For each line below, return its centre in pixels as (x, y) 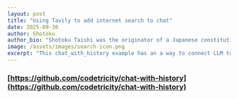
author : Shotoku (31, 34)
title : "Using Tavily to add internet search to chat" (90, 21)
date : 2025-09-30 (33, 27)
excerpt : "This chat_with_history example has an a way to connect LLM (115, 54)
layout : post (27, 14)
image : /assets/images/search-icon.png (66, 47)
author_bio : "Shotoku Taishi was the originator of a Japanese (103, 40)
